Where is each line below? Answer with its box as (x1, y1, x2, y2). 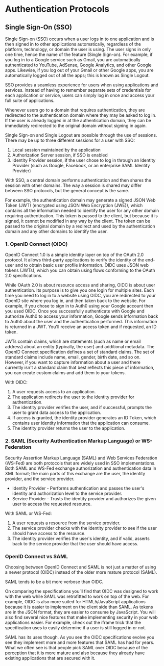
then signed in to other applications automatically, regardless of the (5, 41, 141, 47)
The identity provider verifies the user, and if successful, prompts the (12, 405, 152, 410)
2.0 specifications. (5, 273, 43, 279)
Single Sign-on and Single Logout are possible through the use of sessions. (5, 132, 158, 138)
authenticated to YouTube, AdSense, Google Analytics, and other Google (5, 62, 152, 68)
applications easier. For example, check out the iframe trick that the (5, 619, 141, 625)
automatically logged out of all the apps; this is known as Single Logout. (5, 73, 150, 78)
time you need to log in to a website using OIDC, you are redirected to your (5, 293, 156, 299)
